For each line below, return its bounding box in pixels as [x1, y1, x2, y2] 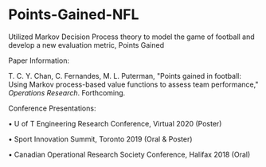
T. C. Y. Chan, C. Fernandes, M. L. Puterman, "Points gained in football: [8, 71, 241, 80]
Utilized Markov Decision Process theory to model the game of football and [8, 32, 255, 41]
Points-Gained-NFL [8, 6, 139, 24]
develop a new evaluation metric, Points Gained [8, 40, 165, 49]
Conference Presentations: [8, 103, 96, 113]
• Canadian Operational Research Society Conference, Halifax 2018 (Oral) [8, 150, 251, 159]
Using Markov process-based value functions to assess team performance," [8, 80, 259, 89]
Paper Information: [8, 56, 70, 65]
